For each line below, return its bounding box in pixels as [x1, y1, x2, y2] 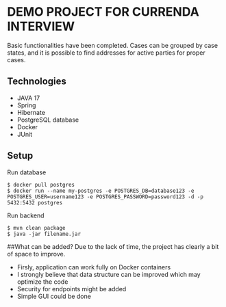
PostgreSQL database [16, 116, 79, 124]
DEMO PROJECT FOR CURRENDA [7, 4, 200, 20]
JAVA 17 [16, 94, 40, 102]
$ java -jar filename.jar [7, 230, 81, 237]
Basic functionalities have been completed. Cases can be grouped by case [7, 41, 218, 49]
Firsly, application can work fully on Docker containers [16, 263, 171, 271]
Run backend [7, 211, 45, 219]
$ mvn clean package [7, 224, 66, 231]
